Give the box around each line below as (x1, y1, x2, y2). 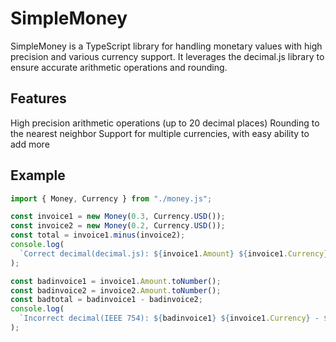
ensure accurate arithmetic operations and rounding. (10, 61, 228, 73)
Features (10, 90, 67, 107)
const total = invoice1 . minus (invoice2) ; (10, 230, 186, 241)
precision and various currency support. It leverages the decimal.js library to (10, 50, 325, 62)
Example (10, 167, 66, 184)
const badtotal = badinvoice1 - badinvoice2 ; (10, 295, 203, 305)
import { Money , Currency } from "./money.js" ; (10, 193, 213, 204)
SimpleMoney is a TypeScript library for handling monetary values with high (10, 40, 323, 52)
